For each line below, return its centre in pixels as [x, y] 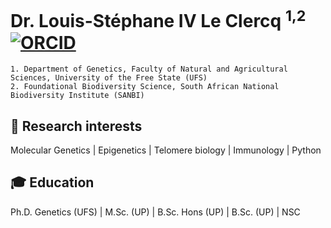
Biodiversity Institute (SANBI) [77, 96]
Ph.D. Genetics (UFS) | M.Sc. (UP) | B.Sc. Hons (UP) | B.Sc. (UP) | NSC [155, 212]
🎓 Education [52, 182]
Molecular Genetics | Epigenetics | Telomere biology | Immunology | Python [166, 150]
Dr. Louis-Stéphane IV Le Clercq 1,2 [158, 19]
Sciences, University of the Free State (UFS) [109, 78]
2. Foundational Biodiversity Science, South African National [145, 87]
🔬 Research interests [76, 126]
